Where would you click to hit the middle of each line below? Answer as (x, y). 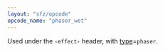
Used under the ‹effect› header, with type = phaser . (83, 41)
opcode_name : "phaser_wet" (47, 21)
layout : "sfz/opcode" (39, 14)
